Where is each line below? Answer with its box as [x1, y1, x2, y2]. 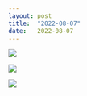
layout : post [8, 11, 52, 20]
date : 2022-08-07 [8, 27, 74, 35]
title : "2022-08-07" [8, 19, 81, 27]
